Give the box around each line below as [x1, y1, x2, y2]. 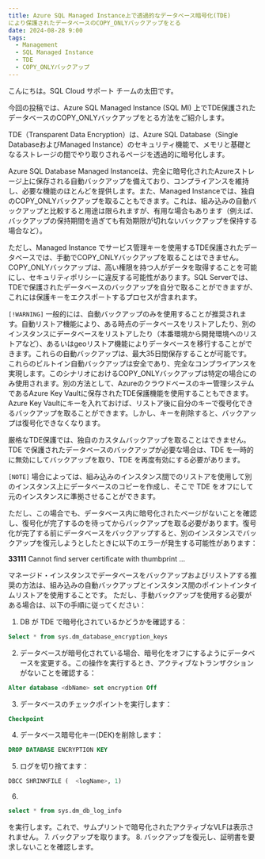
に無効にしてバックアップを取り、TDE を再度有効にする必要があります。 [8, 454, 245, 464]
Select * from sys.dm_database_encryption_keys [8, 632, 168, 641]
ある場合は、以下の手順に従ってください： [8, 600, 146, 609]
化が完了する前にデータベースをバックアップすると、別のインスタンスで [8, 528, 244, 538]
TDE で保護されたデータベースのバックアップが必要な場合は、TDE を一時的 [8, 445, 255, 454]
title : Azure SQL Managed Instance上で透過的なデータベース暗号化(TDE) [8, 11, 231, 20]
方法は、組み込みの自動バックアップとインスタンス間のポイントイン [21, 580, 244, 589]
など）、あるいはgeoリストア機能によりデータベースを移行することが [21, 339, 246, 348]
